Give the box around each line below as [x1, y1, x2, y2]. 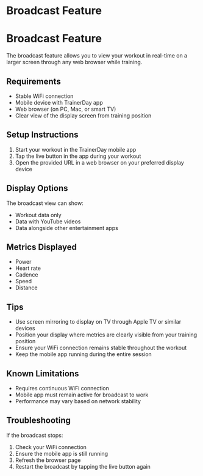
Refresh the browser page [15, 456, 81, 464]
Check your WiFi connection [15, 443, 87, 450]
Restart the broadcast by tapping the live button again [15, 463, 151, 470]
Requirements [6, 76, 61, 86]
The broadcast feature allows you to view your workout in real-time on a [6, 52, 188, 59]
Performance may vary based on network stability [15, 398, 141, 404]
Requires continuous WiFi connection [15, 385, 110, 392]
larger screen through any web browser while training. [6, 59, 143, 66]
